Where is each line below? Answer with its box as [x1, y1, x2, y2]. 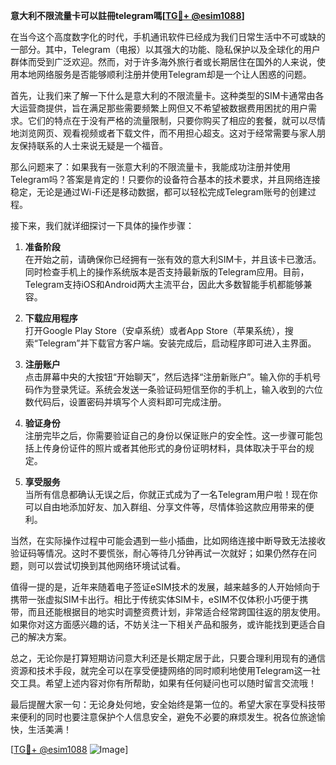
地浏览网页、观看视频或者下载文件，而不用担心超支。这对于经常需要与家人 [10, 127, 317, 139]
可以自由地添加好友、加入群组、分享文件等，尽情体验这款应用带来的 [24, 501, 306, 513]
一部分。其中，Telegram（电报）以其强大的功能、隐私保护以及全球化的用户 [10, 44, 321, 55]
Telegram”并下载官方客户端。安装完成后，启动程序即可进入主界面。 [37, 337, 317, 349]
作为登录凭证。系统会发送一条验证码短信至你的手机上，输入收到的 [33, 384, 306, 395]
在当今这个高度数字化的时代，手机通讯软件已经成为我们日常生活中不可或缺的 [10, 31, 326, 43]
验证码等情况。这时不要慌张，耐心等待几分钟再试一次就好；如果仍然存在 [10, 547, 308, 559]
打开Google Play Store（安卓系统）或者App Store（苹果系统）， [24, 325, 285, 336]
